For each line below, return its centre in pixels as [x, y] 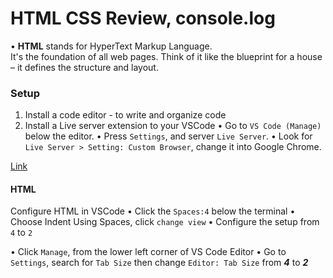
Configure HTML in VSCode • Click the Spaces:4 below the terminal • [153, 211]
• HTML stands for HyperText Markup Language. [111, 46]
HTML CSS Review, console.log [143, 18]
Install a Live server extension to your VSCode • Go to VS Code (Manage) [173, 126]
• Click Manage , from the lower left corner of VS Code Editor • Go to [148, 252]
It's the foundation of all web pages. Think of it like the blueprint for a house [166, 56]
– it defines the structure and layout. [84, 67]
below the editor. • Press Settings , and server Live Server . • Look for [168, 136]
